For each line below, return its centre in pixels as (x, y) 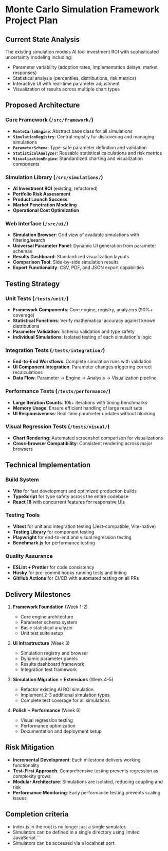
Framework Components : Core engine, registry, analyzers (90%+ (83, 309)
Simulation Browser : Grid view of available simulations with (76, 235)
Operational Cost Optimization (46, 210)
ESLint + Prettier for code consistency (53, 568)
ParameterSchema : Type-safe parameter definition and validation (80, 147)
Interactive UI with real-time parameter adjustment (66, 84)
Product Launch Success (40, 199)
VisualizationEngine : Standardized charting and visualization (78, 158)
